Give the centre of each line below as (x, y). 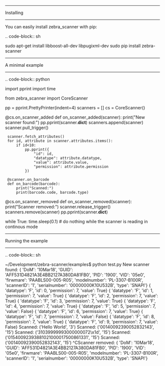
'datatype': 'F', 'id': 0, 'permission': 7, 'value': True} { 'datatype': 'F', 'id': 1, (79, 290)
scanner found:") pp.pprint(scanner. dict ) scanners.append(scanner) (74, 122)
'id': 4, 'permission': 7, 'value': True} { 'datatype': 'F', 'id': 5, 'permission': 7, (81, 306)
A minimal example (24, 65)
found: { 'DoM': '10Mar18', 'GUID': (39, 270)
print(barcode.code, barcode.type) (53, 192)
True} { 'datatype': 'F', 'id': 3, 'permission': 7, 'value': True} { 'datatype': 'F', (81, 301)
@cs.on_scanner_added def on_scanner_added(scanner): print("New (75, 117)
